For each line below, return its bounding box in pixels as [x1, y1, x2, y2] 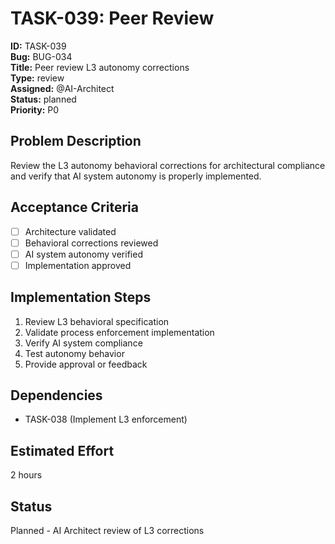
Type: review [10, 72, 65, 84]
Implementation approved [24, 259, 132, 271]
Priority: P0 [10, 103, 60, 116]
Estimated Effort [10, 442, 115, 459]
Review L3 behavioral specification [24, 315, 170, 327]
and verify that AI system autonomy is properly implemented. [10, 170, 262, 182]
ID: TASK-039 [10, 40, 67, 52]
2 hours [10, 469, 43, 481]
